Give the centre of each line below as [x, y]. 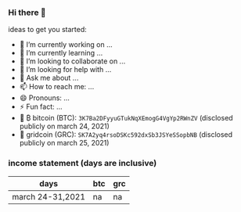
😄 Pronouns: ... [45, 98]
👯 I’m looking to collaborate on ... [72, 61]
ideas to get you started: [48, 30]
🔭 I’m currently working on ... [66, 45]
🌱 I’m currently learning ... [61, 53]
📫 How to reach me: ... [57, 87]
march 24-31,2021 [49, 196]
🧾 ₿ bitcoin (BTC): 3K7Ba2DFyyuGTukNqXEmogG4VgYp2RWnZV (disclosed [126, 118]
